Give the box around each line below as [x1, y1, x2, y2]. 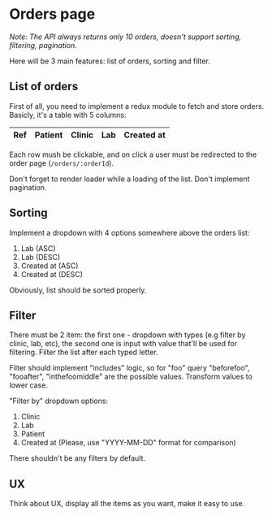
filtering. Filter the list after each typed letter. [9, 347, 158, 358]
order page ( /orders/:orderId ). [9, 158, 114, 167]
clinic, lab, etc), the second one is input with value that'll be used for [9, 339, 238, 349]
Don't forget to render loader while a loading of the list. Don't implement [9, 174, 250, 184]
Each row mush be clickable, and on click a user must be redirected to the [9, 150, 257, 159]
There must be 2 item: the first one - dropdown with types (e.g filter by [9, 330, 246, 340]
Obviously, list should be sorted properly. [9, 285, 147, 295]
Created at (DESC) [20, 269, 84, 279]
